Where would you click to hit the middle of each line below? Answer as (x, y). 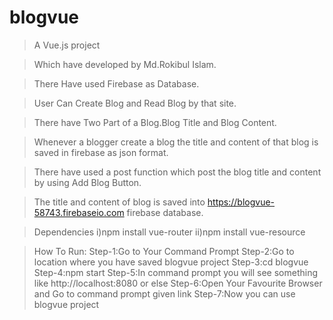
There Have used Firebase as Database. (116, 83)
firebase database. (165, 212)
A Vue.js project (67, 45)
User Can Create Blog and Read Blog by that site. (135, 103)
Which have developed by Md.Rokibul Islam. (125, 64)
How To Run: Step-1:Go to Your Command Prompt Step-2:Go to (164, 251)
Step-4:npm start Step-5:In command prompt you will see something (175, 272)
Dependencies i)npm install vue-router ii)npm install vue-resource (169, 232)
